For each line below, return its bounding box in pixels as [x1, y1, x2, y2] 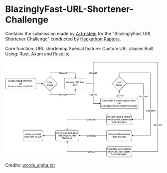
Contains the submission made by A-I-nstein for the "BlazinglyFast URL [5, 30, 152, 36]
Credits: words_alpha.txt [5, 162, 55, 168]
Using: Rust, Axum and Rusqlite [5, 51, 70, 57]
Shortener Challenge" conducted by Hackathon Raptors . [5, 36, 121, 42]
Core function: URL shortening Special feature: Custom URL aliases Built [5, 45, 154, 51]
